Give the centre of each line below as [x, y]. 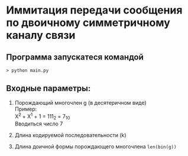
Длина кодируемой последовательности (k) [70, 135]
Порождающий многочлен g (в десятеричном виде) [80, 102]
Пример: [26, 109]
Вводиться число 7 [39, 124]
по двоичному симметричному [88, 23]
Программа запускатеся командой [75, 57]
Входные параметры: [48, 89]
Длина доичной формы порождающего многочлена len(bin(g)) [95, 147]
